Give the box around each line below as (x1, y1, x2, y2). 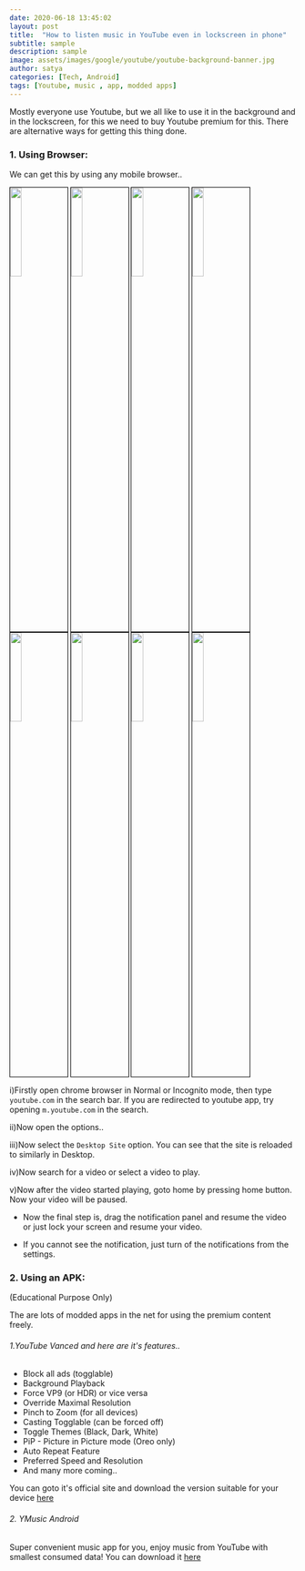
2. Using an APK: (9, 1271, 86, 1284)
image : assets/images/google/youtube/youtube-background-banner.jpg (9, 56, 275, 65)
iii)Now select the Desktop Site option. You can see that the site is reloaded (9, 1139, 293, 1150)
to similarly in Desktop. (9, 1148, 96, 1159)
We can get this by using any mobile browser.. (9, 168, 183, 179)
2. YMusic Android (9, 1514, 79, 1525)
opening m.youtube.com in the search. (9, 1104, 149, 1115)
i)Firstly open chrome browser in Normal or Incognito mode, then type (9, 1085, 272, 1096)
